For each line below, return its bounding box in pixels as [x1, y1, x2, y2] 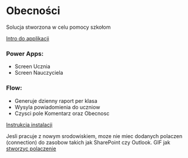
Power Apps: [6, 49, 44, 58]
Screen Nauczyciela [14, 69, 63, 76]
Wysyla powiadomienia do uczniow [14, 103, 100, 110]
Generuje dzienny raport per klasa [14, 97, 98, 104]
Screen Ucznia [14, 63, 51, 70]
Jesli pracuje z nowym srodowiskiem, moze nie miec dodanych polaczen [6, 132, 183, 139]
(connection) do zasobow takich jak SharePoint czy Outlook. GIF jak [6, 139, 170, 146]
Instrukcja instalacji [6, 121, 53, 128]
